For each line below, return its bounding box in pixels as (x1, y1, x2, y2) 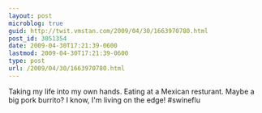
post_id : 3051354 (8, 34, 67, 43)
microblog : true (8, 19, 63, 27)
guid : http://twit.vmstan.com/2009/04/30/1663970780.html (8, 27, 208, 35)
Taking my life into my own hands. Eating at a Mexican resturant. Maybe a (8, 86, 255, 96)
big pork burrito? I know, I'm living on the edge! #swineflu (8, 94, 201, 105)
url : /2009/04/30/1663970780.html (8, 65, 126, 73)
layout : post (8, 11, 53, 20)
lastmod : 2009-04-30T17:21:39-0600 (8, 49, 129, 57)
